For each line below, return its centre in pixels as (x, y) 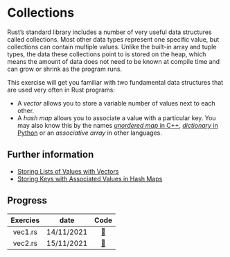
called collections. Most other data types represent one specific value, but (113, 39)
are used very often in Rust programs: (61, 90)
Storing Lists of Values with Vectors (68, 171)
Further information (51, 155)
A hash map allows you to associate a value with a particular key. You (116, 118)
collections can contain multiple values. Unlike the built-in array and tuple (112, 47)
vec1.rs (25, 232)
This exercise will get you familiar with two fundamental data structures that (115, 82)
